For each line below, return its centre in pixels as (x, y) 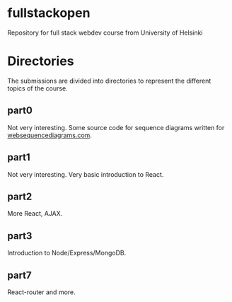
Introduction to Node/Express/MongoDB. (67, 253)
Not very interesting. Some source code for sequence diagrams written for (116, 127)
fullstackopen (49, 13)
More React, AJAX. (35, 214)
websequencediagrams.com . (50, 135)
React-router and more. (41, 292)
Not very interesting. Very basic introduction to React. (86, 174)
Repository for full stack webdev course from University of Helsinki (105, 33)
